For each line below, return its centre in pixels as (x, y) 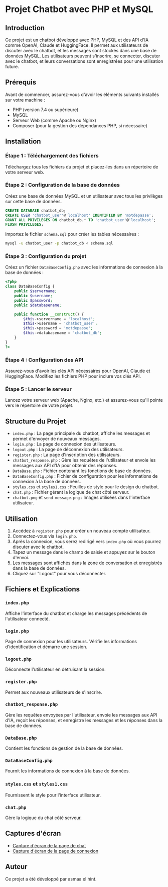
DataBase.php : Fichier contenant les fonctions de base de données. (82, 471)
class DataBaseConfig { (30, 287)
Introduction (25, 28)
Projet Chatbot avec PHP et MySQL (79, 9)
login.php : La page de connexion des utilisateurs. (64, 444)
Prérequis (21, 82)
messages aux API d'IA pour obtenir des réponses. (65, 466)
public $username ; (33, 296)
